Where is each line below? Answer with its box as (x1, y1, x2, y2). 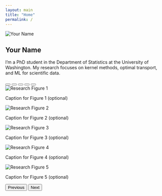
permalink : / (5, 17, 33, 22)
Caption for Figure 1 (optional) (5, 95, 68, 101)
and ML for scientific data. (5, 70, 61, 76)
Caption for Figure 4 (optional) (5, 154, 69, 160)
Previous (8, 185, 24, 190)
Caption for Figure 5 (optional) (5, 174, 69, 180)
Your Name (5, 45, 42, 54)
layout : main (5, 7, 33, 13)
